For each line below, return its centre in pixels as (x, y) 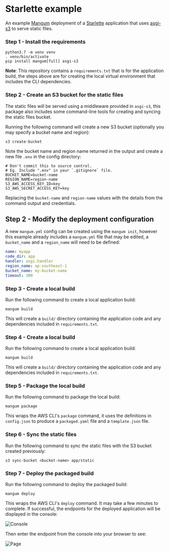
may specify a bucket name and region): (48, 132)
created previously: (25, 451)
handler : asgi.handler (29, 261)
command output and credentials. (41, 203)
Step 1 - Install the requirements (45, 41)
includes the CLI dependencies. (38, 82)
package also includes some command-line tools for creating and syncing (83, 111)
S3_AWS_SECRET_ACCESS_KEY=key (37, 188)
